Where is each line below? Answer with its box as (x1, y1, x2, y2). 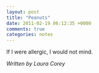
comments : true (6, 26, 45, 32)
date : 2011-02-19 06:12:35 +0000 (6, 20, 92, 26)
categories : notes (6, 32, 53, 38)
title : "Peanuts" (6, 15, 51, 21)
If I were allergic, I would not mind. (6, 48, 94, 55)
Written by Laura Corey (6, 60, 65, 68)
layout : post (6, 9, 40, 15)
